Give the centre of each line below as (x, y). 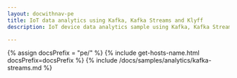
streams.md (25, 68)
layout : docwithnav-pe (41, 14)
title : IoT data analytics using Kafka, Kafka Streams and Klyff (105, 20)
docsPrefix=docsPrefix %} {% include (62, 60)
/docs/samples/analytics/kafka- (165, 60)
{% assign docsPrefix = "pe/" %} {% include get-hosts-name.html (103, 53)
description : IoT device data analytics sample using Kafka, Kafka (109, 27)
